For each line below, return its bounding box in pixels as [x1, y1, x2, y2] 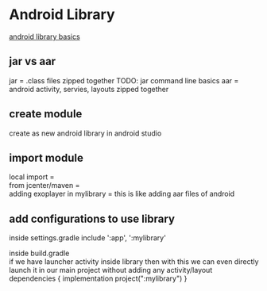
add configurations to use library [9, 212, 176, 225]
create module [9, 107, 83, 121]
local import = [9, 172, 55, 182]
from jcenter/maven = [9, 181, 80, 190]
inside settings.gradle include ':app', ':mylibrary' [9, 233, 166, 243]
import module [9, 151, 84, 164]
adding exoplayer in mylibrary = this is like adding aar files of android [9, 189, 235, 199]
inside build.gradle [9, 248, 70, 258]
